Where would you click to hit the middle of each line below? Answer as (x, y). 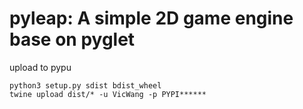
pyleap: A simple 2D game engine (151, 18)
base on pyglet (72, 39)
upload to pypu (40, 67)
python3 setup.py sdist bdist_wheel (85, 85)
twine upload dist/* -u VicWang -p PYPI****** (108, 94)
